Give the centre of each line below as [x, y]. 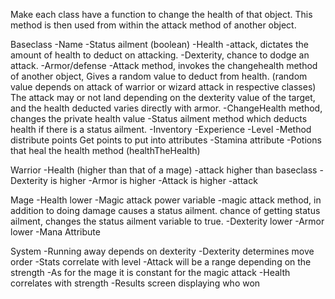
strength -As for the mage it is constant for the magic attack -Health [150, 272]
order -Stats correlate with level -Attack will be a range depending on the [161, 262]
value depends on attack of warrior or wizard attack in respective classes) [163, 87]
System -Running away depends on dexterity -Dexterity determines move [162, 251]
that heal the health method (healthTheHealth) [105, 150]
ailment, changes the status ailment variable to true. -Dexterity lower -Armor [167, 221]
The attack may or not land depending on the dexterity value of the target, [163, 97]
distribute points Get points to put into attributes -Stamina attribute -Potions [166, 140]
